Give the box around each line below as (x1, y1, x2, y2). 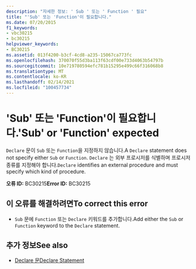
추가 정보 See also (6, 240, 68, 250)
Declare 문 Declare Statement (14, 257, 85, 264)
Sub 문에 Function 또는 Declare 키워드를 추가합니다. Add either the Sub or (14, 215, 184, 222)
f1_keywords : (6, 25, 38, 31)
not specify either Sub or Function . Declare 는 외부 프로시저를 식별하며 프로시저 (6, 154, 191, 161)
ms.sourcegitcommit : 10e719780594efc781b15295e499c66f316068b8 (6, 63, 164, 69)
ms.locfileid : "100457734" (6, 85, 72, 91)
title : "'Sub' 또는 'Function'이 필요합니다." (6, 14, 112, 20)
